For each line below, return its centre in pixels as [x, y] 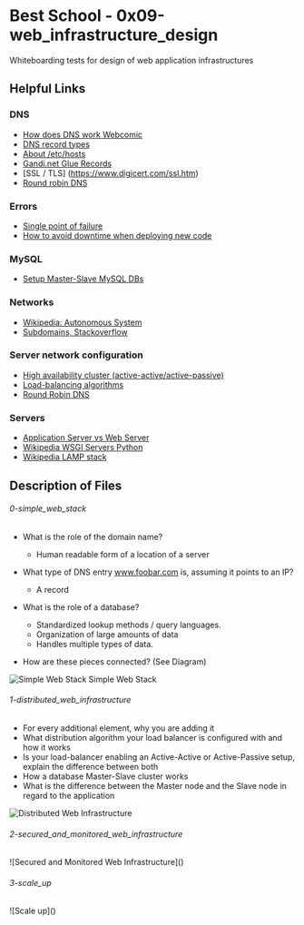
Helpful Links [48, 89]
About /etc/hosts [54, 153]
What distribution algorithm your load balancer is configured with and [152, 737]
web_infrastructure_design [114, 35]
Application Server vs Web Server [86, 438]
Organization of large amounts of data [107, 634]
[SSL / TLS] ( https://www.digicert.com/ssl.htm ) [111, 172]
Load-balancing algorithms [73, 384]
